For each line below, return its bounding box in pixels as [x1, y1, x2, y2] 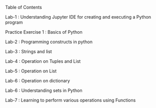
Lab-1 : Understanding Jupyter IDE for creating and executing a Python [5, 14, 151, 20]
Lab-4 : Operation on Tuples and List [5, 58, 81, 64]
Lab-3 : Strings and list [5, 49, 52, 54]
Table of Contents [5, 5, 42, 10]
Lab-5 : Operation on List [5, 68, 57, 74]
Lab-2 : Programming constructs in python [5, 39, 93, 45]
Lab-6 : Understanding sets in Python [5, 87, 82, 93]
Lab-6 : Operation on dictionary [5, 78, 70, 83]
